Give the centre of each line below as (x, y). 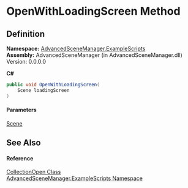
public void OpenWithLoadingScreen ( (53, 85)
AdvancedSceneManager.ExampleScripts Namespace (74, 178)
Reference (20, 158)
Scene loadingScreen (43, 90)
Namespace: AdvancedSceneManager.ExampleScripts (76, 48)
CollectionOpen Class (34, 172)
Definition (25, 34)
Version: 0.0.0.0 (26, 62)
